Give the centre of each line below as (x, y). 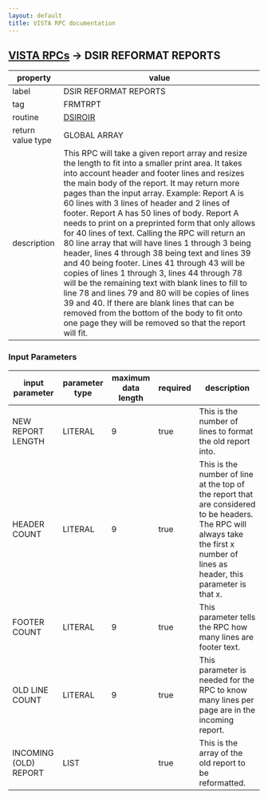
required (175, 388)
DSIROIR (79, 117)
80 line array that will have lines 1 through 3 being (157, 243)
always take (221, 534)
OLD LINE (31, 690)
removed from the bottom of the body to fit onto (153, 313)
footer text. (220, 646)
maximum (131, 378)
